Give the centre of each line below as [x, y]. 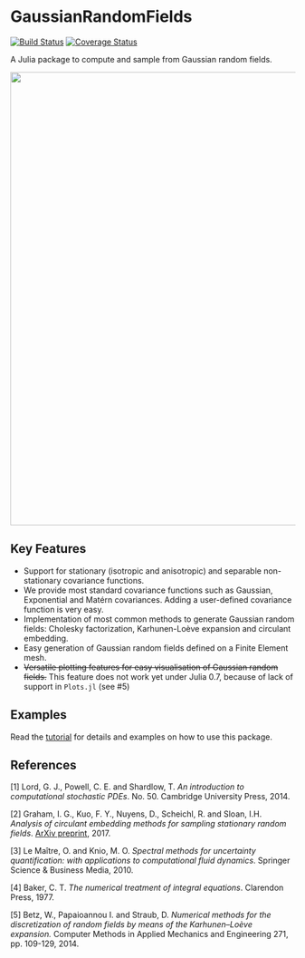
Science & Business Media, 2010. [72, 870]
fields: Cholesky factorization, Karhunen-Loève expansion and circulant [157, 628]
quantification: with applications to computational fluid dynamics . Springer [150, 861]
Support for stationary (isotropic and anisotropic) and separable [142, 571]
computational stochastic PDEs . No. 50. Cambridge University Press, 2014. [150, 797]
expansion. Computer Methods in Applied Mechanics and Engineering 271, [149, 934]
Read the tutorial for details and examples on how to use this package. [141, 737]
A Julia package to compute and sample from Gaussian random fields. [141, 59]
